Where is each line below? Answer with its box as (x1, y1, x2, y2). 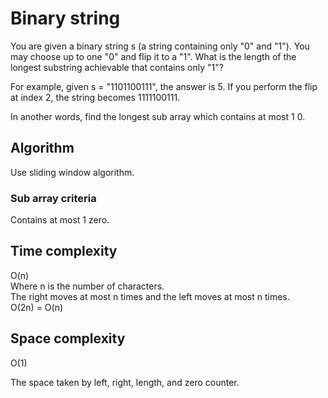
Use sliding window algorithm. (10, 166, 135, 178)
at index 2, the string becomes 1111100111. (10, 91, 181, 103)
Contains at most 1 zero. (10, 214, 110, 226)
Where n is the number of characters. (10, 280, 165, 292)
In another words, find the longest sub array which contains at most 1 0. (10, 110, 306, 122)
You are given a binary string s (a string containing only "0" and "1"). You (10, 40, 310, 52)
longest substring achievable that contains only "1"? (10, 61, 224, 73)
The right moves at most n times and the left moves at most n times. (10, 290, 290, 302)
